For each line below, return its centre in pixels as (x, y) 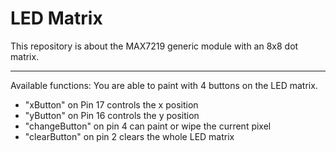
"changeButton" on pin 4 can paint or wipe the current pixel (148, 126)
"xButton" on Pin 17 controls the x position (111, 104)
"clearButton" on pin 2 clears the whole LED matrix (129, 136)
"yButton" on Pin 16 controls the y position (112, 115)
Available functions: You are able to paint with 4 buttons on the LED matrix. (164, 85)
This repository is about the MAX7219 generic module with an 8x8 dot (154, 46)
